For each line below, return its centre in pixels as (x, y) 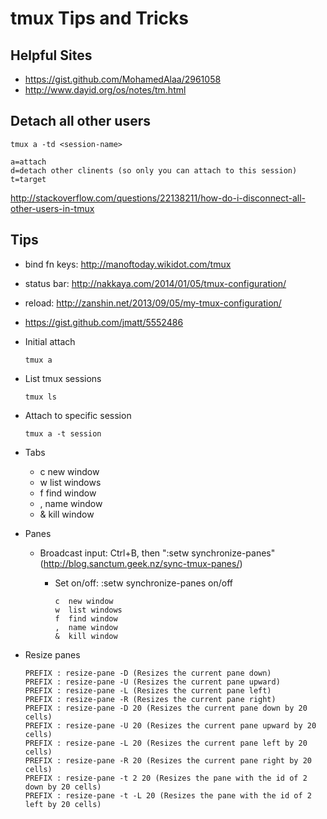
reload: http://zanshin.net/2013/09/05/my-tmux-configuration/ (153, 303)
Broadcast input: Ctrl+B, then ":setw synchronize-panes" (157, 553)
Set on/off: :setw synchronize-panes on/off (143, 583)
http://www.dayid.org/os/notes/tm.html (105, 90)
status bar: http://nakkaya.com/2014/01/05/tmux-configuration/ (155, 283)
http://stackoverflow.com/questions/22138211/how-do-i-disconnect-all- (158, 198)
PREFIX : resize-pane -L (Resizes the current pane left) (148, 690)
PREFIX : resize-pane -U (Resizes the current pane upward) (152, 682)
